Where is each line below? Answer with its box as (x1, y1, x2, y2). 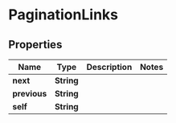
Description (86, 62, 133, 72)
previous (12, 88, 47, 99)
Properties (8, 38, 63, 51)
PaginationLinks (8, 6, 119, 24)
